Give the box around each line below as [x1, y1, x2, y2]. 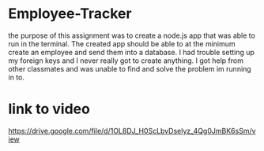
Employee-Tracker [8, 5, 132, 23]
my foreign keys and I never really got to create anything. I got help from [8, 56, 243, 65]
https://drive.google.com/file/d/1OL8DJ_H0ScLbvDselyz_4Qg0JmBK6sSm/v [8, 126, 256, 135]
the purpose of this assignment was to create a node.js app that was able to [8, 31, 255, 40]
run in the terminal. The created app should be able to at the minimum [8, 39, 236, 48]
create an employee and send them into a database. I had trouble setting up [8, 47, 255, 57]
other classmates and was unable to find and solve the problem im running [8, 64, 251, 73]
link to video [8, 100, 91, 118]
